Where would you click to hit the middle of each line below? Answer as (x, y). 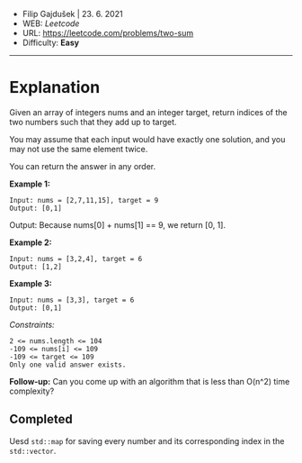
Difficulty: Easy (50, 42)
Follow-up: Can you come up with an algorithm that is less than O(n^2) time (150, 381)
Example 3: (31, 283)
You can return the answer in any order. (82, 166)
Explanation (55, 88)
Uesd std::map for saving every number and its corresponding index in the (147, 440)
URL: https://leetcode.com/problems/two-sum (108, 33)
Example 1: (30, 184)
